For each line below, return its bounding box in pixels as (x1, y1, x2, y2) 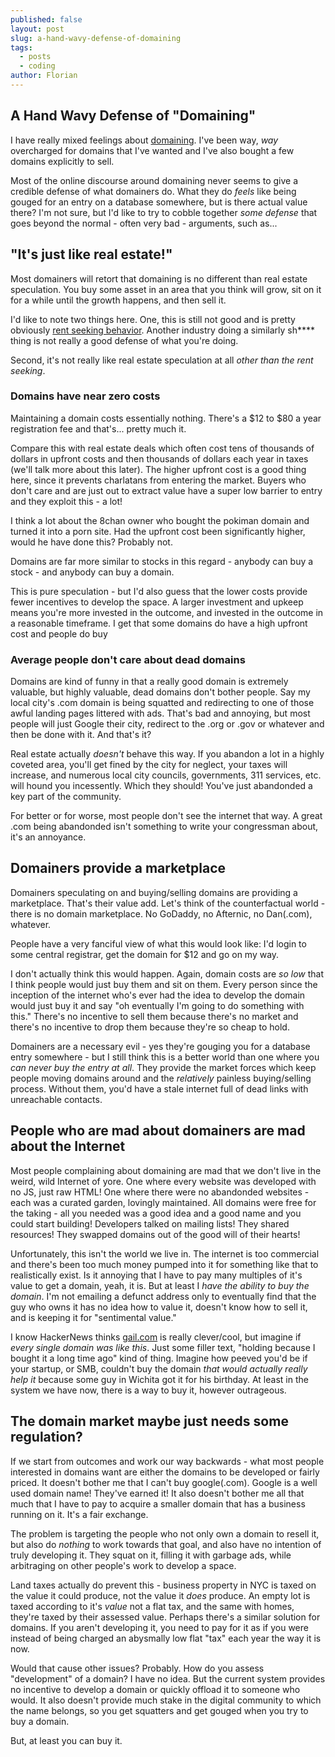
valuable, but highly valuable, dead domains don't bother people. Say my (10, 686, 311, 698)
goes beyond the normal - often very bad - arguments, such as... (10, 217, 278, 229)
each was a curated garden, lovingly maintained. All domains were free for (10, 1196, 317, 1208)
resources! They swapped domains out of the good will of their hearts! (10, 1228, 301, 1240)
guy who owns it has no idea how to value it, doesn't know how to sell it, (10, 1301, 308, 1313)
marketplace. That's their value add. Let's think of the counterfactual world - (10, 897, 326, 909)
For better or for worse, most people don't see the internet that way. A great (10, 810, 323, 822)
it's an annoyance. (10, 831, 87, 843)
